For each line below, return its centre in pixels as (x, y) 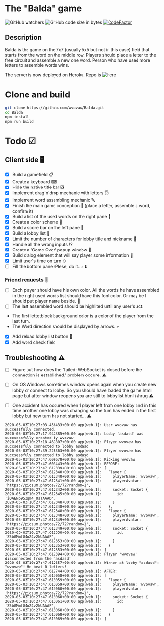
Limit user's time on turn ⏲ (39, 261)
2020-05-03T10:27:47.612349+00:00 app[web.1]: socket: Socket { (77, 528)
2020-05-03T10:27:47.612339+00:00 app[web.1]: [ (56, 468)
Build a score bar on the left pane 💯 (48, 227)
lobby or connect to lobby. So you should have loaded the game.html (82, 390)
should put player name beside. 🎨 (46, 301)
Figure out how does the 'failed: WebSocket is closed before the (77, 370)
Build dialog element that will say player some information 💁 (73, 255)
